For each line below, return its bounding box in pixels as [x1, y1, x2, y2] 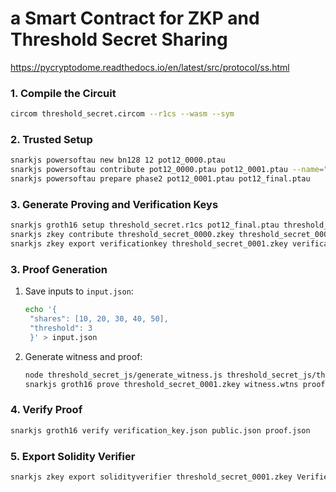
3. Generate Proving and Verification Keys [10, 197, 219, 211]
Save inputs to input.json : [24, 285, 134, 297]
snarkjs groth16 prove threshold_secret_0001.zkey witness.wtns [24, 379, 299, 389]
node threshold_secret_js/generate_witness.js [24, 370, 223, 380]
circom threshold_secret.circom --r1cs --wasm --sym [10, 109, 235, 119]
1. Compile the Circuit [10, 86, 117, 100]
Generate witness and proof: [24, 350, 143, 362]
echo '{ [24, 305, 57, 315]
